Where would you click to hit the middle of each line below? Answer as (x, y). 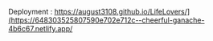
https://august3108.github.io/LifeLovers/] (122, 12)
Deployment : (31, 12)
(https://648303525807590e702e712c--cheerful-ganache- (106, 20)
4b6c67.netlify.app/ (41, 29)
